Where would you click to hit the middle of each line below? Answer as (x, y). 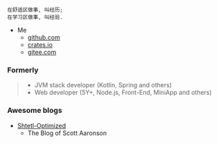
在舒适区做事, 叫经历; (35, 10)
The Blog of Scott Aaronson (67, 133)
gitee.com (42, 52)
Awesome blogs (35, 111)
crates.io (40, 45)
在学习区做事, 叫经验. (35, 17)
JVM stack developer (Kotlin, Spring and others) (103, 85)
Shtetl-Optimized (42, 125)
